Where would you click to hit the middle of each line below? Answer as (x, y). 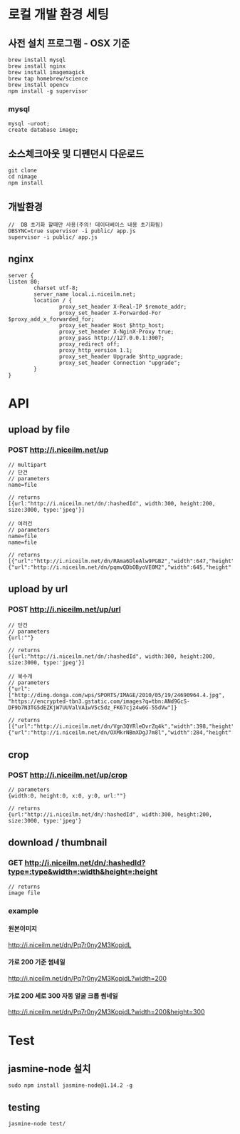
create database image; (43, 130)
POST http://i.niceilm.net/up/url (64, 609)
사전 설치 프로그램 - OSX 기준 (69, 43)
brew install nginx (37, 66)
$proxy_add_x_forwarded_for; (51, 319)
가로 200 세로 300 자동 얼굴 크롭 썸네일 (63, 996)
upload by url (38, 589)
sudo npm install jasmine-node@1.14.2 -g (71, 1086)
